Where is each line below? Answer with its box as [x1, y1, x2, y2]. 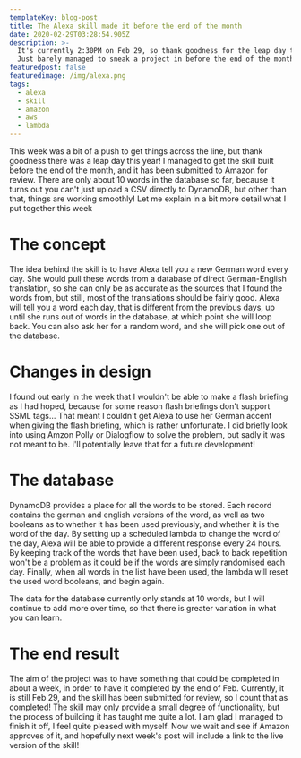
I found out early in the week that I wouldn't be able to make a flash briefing [9, 391, 288, 402]
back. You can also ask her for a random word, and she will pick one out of [9, 320, 285, 331]
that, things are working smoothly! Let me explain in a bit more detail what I [9, 193, 287, 204]
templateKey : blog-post [9, 13, 99, 22]
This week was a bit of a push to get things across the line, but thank [9, 146, 263, 157]
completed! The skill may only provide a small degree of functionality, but [9, 702, 280, 712]
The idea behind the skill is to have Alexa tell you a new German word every [9, 263, 288, 274]
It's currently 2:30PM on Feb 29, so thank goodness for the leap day [17, 47, 287, 55]
